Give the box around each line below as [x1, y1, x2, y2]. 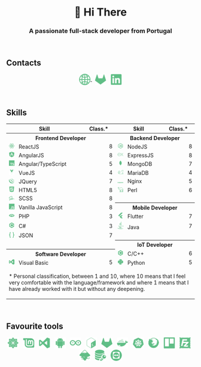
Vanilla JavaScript [19, 204, 63, 211]
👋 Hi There [74, 5, 127, 19]
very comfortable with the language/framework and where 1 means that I [8, 279, 189, 286]
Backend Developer [130, 134, 181, 141]
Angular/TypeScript [19, 160, 67, 168]
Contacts [6, 57, 42, 68]
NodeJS [127, 143, 148, 150]
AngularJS [19, 152, 44, 159]
